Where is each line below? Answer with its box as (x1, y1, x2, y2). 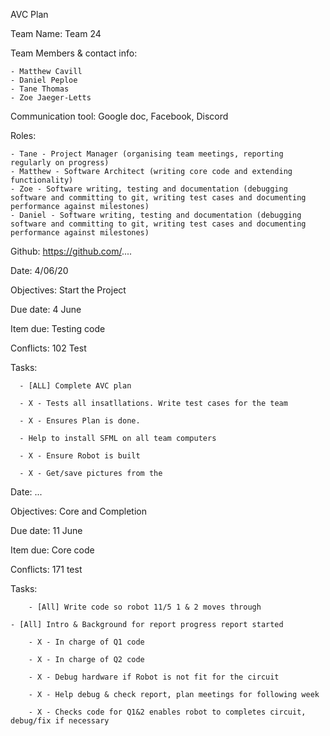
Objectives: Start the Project (10, 284, 127, 296)
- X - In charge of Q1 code (28, 637, 145, 647)
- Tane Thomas (10, 84, 70, 94)
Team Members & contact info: (10, 47, 138, 59)
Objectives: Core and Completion (10, 505, 147, 517)
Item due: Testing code (10, 323, 106, 334)
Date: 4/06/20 (10, 265, 69, 276)
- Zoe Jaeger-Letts (10, 93, 92, 103)
